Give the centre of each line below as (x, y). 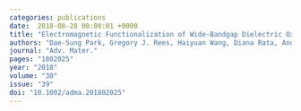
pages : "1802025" (42, 59)
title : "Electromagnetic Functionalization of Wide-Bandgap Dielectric (146, 34)
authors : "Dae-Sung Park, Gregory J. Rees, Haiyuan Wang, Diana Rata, (144, 43)
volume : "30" (34, 76)
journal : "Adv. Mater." (54, 51)
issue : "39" (31, 84)
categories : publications (57, 17)
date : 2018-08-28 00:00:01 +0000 (74, 26)
